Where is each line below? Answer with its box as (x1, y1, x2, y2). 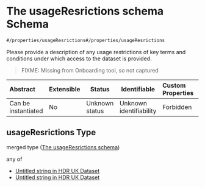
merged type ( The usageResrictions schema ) (6, 143, 120, 150)
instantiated (9, 107, 43, 115)
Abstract (9, 85, 35, 93)
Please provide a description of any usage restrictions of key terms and (6, 48, 186, 55)
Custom (162, 81, 186, 90)
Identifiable (121, 85, 156, 93)
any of (6, 155, 23, 163)
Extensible (48, 85, 81, 93)
